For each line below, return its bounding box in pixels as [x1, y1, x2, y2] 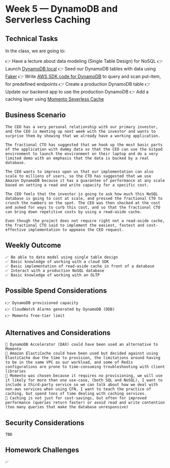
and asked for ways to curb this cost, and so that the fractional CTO [5, 205, 160, 210]
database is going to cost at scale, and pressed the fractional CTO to [5, 196, 163, 201]
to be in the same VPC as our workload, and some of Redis [5, 360, 133, 365]
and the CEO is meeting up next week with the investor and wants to [5, 129, 156, 134]
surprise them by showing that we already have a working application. [5, 133, 160, 138]
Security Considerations [5, 418, 85, 427]
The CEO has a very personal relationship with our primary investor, [5, 124, 158, 129]
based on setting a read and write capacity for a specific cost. [5, 182, 149, 188]
